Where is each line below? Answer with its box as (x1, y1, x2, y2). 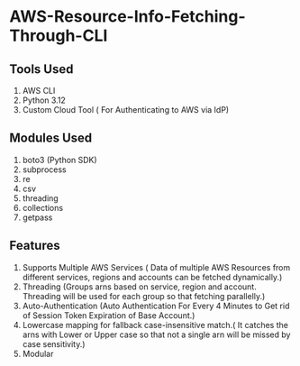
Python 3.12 (22, 95, 66, 105)
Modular (22, 348, 54, 359)
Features (9, 238, 60, 253)
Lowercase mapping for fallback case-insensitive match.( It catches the (22, 319, 288, 330)
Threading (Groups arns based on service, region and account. (22, 281, 257, 292)
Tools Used (9, 61, 74, 77)
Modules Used (9, 131, 93, 146)
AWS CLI (22, 86, 56, 96)
